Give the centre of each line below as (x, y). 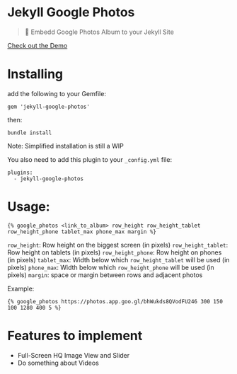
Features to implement (75, 336)
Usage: (29, 207)
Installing (35, 74)
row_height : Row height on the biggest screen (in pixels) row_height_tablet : (118, 245)
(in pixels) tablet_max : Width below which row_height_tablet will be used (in (118, 259)
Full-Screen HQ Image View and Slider (74, 355)
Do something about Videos (58, 363)
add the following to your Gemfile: (57, 93)
